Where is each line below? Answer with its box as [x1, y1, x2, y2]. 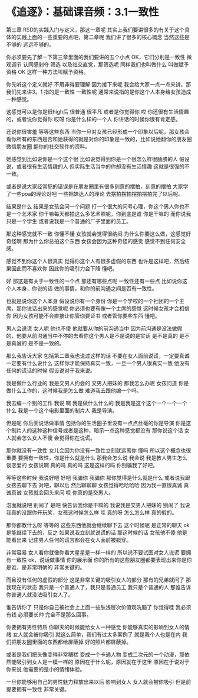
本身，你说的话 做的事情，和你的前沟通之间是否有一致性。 [16, 285, 157, 292]
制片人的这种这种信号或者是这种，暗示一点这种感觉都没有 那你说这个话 [11, 426, 183, 434]
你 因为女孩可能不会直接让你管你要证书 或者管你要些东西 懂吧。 [6, 312, 160, 319]
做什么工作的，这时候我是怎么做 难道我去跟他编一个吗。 [6, 387, 142, 394]
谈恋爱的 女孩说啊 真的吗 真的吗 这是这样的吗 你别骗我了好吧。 [6, 461, 158, 468]
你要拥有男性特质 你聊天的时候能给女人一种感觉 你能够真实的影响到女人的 [6, 623, 184, 631]
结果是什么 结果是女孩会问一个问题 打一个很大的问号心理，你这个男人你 [6, 202, 180, 210]
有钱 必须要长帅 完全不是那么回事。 [6, 610, 92, 618]
